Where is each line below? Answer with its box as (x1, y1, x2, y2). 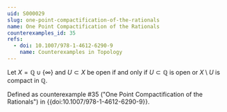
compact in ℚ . (7, 76, 48, 84)
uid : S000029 (7, 10, 45, 17)
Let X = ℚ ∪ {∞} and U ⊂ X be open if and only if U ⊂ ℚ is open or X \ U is (7, 68, 221, 76)
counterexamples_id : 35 (7, 29, 76, 37)
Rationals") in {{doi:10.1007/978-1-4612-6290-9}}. (7, 97, 151, 106)
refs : (7, 36, 23, 43)
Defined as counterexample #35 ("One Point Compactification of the (7, 90, 203, 98)
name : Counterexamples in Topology (19, 49, 123, 56)
